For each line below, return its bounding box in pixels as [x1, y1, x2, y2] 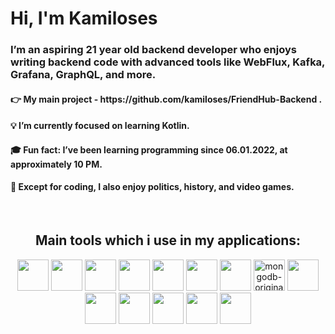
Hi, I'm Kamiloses [10, 7, 158, 30]
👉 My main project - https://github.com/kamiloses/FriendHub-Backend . [10, 93, 323, 105]
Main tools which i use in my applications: [34, 232, 302, 249]
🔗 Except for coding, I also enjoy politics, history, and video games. [10, 181, 295, 193]
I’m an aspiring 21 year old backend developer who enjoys [10, 43, 297, 57]
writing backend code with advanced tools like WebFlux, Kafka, [10, 55, 326, 69]
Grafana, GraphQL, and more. [10, 68, 157, 82]
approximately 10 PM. [10, 158, 103, 170]
